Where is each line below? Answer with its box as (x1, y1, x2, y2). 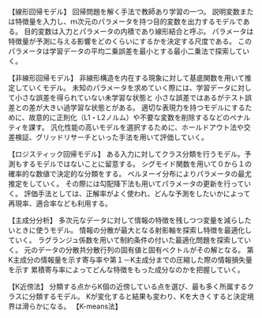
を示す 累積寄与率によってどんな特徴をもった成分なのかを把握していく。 (8, 265, 245, 274)
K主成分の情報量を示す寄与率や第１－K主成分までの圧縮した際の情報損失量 (8, 256, 253, 264)
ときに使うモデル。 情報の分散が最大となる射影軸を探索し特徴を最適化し (14, 225, 253, 235)
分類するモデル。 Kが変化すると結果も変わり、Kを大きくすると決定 (28, 292, 247, 301)
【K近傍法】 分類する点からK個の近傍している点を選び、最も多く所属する (8, 282, 248, 291)
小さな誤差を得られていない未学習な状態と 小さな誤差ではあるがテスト (14, 93, 245, 102)
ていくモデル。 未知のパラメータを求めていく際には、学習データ (21, 83, 231, 93)
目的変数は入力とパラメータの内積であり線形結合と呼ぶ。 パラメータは (23, 27, 254, 36)
